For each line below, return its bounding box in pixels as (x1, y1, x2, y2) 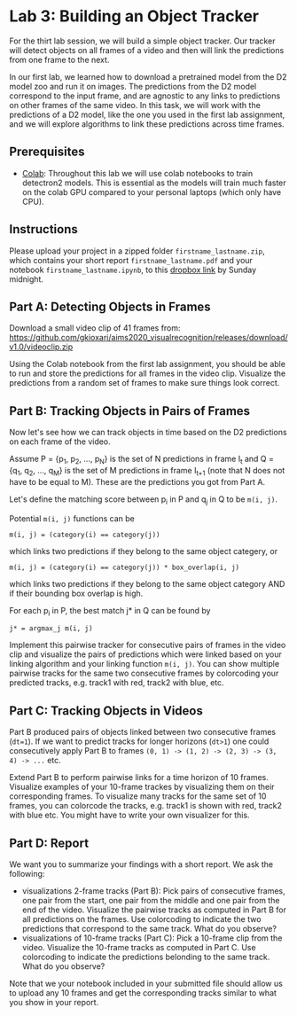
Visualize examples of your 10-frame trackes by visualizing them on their (9, 782, 275, 793)
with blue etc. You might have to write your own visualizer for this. (9, 809, 250, 821)
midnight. (9, 273, 44, 285)
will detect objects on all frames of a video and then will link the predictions (9, 44, 285, 55)
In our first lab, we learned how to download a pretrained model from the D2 (9, 71, 287, 82)
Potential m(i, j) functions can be (9, 512, 136, 524)
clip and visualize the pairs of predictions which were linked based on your (9, 649, 282, 660)
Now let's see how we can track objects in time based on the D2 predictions (9, 427, 287, 438)
